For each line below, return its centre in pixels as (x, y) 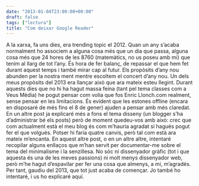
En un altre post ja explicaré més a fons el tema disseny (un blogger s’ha (95, 114)
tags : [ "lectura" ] (29, 22)
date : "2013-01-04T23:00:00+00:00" (50, 12)
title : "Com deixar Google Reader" (50, 28)
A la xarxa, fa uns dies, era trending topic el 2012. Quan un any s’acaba (93, 45)
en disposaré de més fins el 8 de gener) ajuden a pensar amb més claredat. (98, 107)
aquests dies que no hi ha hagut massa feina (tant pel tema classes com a (96, 89)
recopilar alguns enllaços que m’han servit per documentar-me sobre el (94, 145)
